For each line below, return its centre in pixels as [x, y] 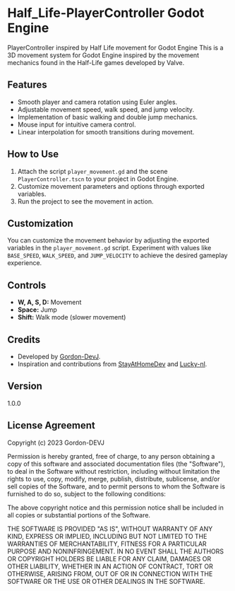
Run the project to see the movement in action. [85, 201]
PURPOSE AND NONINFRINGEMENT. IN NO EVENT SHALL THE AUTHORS [116, 551]
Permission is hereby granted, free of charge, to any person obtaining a [111, 456]
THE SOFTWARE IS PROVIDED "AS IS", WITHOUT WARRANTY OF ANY [110, 529]
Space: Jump [37, 310]
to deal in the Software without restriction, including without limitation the [114, 471]
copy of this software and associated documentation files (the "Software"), [116, 464]
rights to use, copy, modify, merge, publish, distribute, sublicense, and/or [114, 479]
